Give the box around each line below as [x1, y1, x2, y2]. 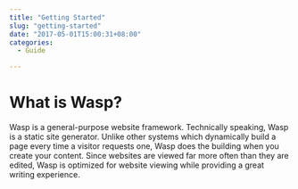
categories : [9, 37, 54, 47]
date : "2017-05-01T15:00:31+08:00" [9, 29, 142, 38]
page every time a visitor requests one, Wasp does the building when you [9, 141, 279, 152]
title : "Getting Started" [9, 12, 105, 22]
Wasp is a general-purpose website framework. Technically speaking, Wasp [9, 122, 289, 133]
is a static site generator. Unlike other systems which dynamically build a [9, 131, 277, 143]
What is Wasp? [9, 93, 123, 112]
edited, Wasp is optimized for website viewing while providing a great [9, 160, 265, 170]
